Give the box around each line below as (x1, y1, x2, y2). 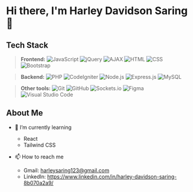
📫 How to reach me (14, 153, 64, 160)
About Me (6, 108, 43, 118)
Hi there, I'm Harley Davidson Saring (6, 4, 188, 18)
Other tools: (20, 85, 51, 92)
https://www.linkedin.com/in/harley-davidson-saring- (47, 173, 177, 180)
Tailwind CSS (23, 141, 56, 148)
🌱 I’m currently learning (14, 124, 72, 131)
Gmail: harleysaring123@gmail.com (23, 167, 110, 174)
